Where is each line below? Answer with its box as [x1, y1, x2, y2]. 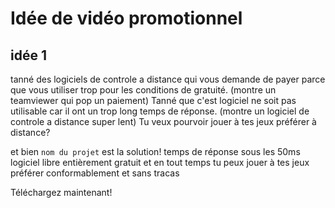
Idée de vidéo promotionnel [10, 7, 243, 30]
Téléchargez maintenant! [10, 187, 113, 198]
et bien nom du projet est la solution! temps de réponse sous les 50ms [10, 146, 301, 157]
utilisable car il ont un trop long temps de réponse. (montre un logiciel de [10, 105, 310, 117]
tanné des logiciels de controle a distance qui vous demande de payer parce [10, 73, 326, 85]
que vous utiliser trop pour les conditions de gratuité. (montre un [10, 84, 277, 96]
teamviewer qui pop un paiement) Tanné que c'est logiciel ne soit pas [10, 95, 297, 106]
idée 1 [10, 47, 47, 64]
